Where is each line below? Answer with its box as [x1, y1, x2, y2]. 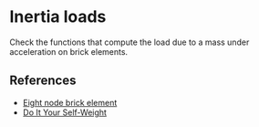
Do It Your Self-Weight [22, 107, 108, 118]
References [9, 73, 77, 89]
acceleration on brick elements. [9, 46, 129, 57]
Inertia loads [9, 6, 107, 27]
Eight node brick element [22, 97, 118, 108]
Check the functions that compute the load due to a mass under [9, 37, 250, 48]
